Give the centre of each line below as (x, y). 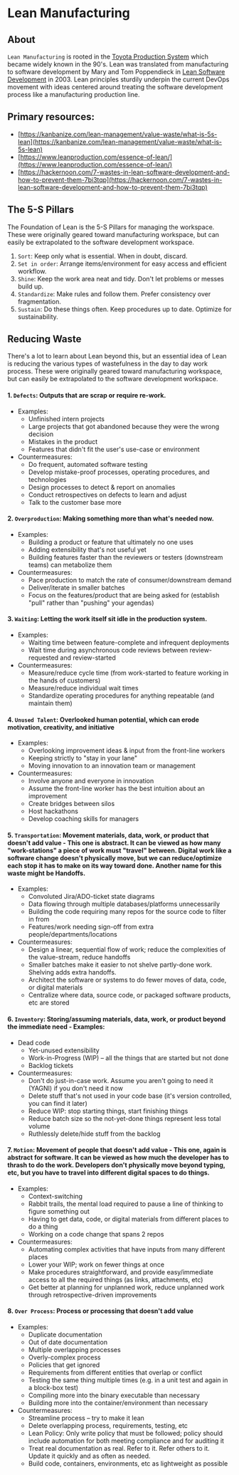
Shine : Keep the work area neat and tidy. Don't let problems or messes (121, 278)
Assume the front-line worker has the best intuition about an (116, 789)
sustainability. (38, 316)
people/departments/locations (73, 935)
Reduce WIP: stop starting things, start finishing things (108, 1111)
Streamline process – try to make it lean (86, 1418)
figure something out (59, 1211)
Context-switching (55, 1196)
